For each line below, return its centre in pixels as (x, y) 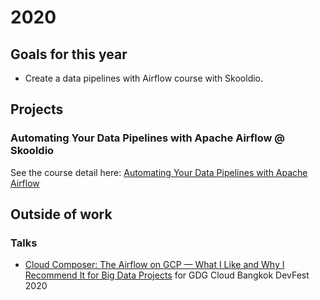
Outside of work (61, 214)
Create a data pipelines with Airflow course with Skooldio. (144, 78)
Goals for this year (69, 54)
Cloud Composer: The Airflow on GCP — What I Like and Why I (154, 265)
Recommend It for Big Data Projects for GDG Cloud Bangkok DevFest (167, 275)
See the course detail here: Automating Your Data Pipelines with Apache (159, 172)
